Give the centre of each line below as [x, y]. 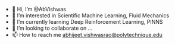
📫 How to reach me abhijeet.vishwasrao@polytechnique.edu [87, 35]
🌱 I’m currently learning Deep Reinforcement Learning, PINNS [87, 22]
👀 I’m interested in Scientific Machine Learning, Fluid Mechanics [90, 15]
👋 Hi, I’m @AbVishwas [39, 9]
